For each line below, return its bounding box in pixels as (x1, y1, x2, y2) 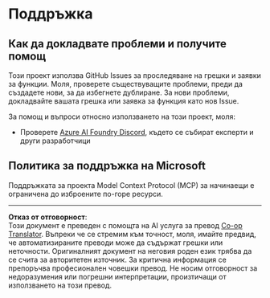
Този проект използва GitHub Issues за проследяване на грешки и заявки (8, 71, 261, 80)
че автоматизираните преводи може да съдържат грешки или (8, 238, 223, 247)
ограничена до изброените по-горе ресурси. (8, 189, 163, 198)
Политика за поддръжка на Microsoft (8, 159, 207, 173)
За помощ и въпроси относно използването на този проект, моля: (8, 112, 235, 121)
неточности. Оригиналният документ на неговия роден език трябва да (8, 246, 252, 255)
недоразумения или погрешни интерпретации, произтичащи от (8, 271, 227, 281)
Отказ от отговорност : (8, 212, 88, 222)
